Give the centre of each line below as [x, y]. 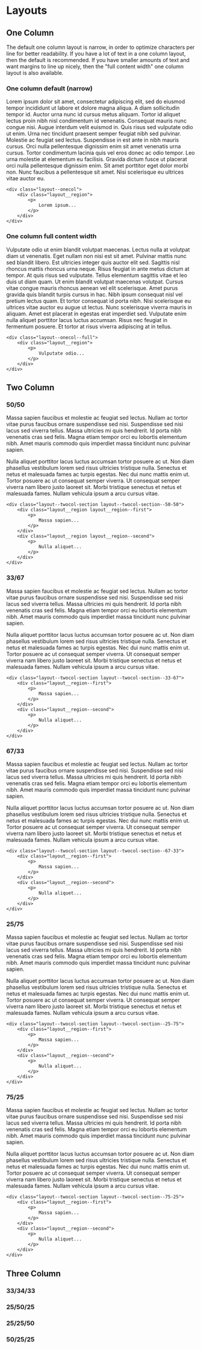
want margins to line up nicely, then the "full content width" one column [95, 66]
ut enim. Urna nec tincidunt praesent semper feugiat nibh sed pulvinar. [94, 134]
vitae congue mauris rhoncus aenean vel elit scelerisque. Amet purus [92, 288]
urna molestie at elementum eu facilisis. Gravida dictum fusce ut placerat [97, 159]
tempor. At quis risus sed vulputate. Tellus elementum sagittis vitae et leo [97, 275]
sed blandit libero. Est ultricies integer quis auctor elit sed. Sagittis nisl [93, 262]
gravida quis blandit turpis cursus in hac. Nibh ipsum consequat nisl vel [94, 294]
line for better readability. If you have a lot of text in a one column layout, [96, 54]
